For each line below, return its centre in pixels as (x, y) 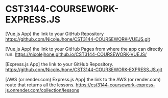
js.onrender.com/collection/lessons (42, 90)
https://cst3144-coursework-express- (116, 85)
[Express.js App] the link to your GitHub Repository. (59, 64)
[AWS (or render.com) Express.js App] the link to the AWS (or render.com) (83, 79)
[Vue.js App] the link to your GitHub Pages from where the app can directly (84, 49)
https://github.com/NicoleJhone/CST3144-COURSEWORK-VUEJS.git (78, 39)
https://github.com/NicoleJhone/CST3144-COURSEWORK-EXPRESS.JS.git (84, 70)
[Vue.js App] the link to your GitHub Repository (55, 34)
